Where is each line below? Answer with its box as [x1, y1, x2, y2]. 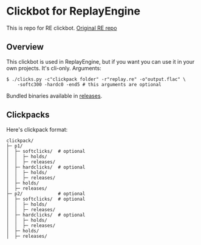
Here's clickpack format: [6, 126, 68, 133]
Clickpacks [6, 110, 50, 120]
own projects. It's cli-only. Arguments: [6, 64, 101, 72]
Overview [6, 42, 44, 52]
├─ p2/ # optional [6, 190, 86, 196]
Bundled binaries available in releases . [6, 92, 103, 99]
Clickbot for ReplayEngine [6, 4, 141, 18]
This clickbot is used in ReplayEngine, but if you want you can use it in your [6, 58, 195, 65]
